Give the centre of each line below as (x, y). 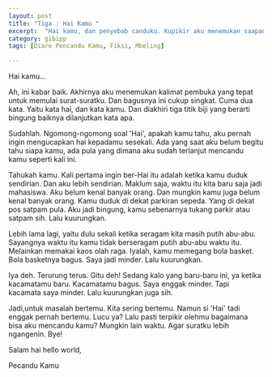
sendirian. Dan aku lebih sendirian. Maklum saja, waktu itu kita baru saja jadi (135, 184)
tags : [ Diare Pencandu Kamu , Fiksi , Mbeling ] (86, 46)
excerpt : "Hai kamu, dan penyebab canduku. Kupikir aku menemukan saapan (137, 31)
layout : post (30, 16)
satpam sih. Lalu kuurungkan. (57, 218)
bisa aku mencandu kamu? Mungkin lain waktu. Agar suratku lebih (119, 326)
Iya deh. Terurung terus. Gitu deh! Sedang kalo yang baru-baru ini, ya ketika (135, 276)
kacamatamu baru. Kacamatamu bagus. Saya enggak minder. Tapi (119, 284)
